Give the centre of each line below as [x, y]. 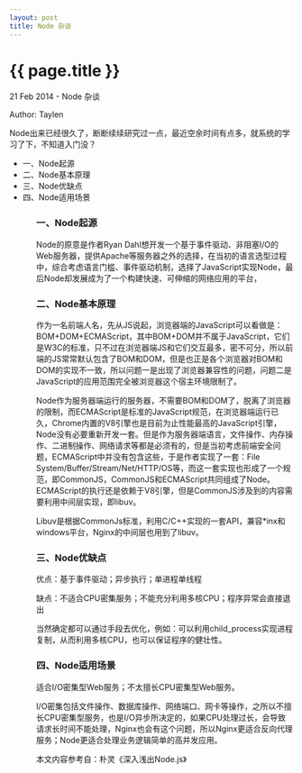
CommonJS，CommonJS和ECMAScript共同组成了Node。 [167, 479]
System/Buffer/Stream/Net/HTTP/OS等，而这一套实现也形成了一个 [160, 468]
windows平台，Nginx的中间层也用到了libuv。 [120, 532]
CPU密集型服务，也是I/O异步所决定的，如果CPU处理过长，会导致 [165, 717]
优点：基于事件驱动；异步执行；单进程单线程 [119, 579]
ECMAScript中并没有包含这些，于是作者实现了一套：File [156, 457]
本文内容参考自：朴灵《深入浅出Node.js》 [111, 759]
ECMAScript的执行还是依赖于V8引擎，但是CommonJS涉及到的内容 [160, 491]
